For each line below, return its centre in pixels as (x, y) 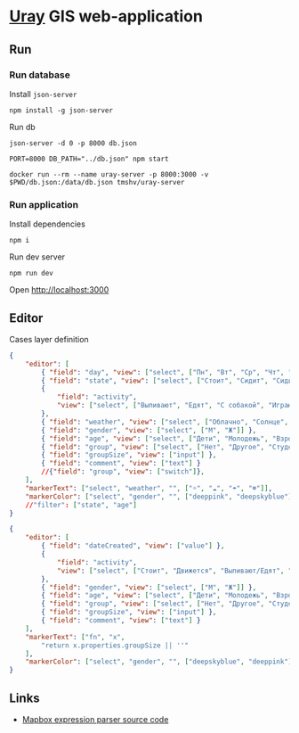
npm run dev (31, 274)
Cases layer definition (49, 339)
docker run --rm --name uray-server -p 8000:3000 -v (109, 174)
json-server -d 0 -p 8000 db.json (73, 143)
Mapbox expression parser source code (95, 720)
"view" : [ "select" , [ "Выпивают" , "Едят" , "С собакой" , (161, 406)
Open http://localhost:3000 (59, 290)
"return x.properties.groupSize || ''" (115, 645)
